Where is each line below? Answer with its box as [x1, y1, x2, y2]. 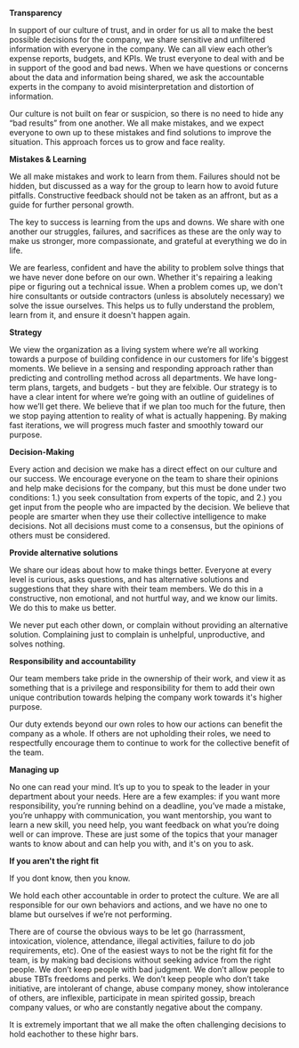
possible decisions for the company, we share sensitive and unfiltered [9, 35, 265, 45]
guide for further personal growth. [9, 199, 134, 210]
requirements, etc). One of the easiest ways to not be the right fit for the [9, 946, 273, 955]
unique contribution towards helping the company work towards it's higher [9, 692, 283, 703]
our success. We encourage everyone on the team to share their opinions [9, 474, 279, 483]
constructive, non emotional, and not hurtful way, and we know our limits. [9, 593, 279, 604]
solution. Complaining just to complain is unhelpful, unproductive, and [9, 630, 265, 639]
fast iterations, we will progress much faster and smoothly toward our [9, 420, 264, 430]
